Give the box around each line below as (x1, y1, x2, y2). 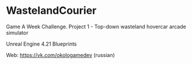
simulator (6, 29, 29, 36)
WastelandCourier (6, 4, 97, 17)
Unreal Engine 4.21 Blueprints (6, 40, 77, 47)
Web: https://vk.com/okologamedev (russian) (6, 51, 115, 58)
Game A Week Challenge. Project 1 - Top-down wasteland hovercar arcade (6, 23, 187, 30)
